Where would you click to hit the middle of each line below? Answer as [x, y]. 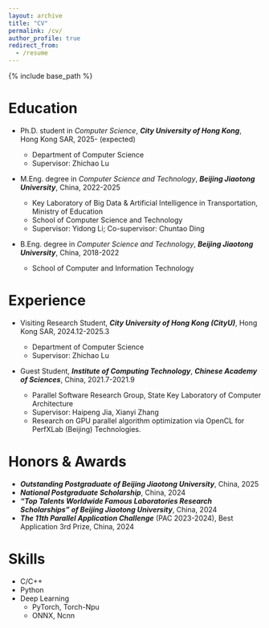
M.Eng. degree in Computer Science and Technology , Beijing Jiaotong [137, 178]
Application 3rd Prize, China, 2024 [77, 526]
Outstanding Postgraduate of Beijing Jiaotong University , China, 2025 [139, 483]
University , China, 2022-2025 [70, 187]
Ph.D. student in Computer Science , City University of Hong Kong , [131, 130]
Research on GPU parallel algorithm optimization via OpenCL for [138, 420]
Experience [47, 301]
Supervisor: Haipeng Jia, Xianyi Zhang [95, 412]
